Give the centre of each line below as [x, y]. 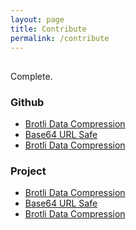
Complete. [31, 76]
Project [28, 171]
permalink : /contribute [60, 38]
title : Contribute [48, 29]
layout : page [37, 19]
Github [27, 102]
